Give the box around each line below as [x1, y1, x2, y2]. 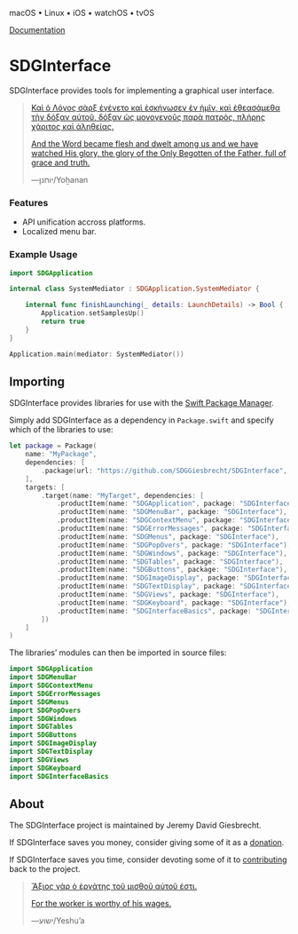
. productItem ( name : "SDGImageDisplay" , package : [56, 574, 240, 582]
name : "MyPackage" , [25, 450, 98, 459]
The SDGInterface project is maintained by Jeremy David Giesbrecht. [9, 820, 262, 831]
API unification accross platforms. [21, 217, 146, 227]
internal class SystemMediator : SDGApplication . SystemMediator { [9, 284, 260, 294]
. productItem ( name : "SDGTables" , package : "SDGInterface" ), [56, 557, 284, 566]
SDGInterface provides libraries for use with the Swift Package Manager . [9, 398, 275, 408]
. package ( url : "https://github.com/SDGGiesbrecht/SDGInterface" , [41, 466, 288, 475]
